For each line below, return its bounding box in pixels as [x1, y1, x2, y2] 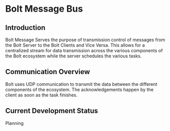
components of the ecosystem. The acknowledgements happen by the [5, 86, 154, 92]
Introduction [5, 23, 46, 32]
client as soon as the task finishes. [5, 92, 78, 98]
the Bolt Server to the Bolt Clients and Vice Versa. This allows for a [5, 42, 145, 48]
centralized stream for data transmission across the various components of [5, 48, 163, 53]
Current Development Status [5, 107, 98, 115]
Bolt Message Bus [5, 3, 83, 15]
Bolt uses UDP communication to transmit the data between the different [5, 81, 158, 87]
